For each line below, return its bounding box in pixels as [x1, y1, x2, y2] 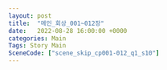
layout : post [8, 11, 52, 20]
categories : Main [8, 34, 67, 43]
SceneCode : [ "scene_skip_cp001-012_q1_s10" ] [8, 49, 160, 57]
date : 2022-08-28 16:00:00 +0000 [8, 27, 128, 35]
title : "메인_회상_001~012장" [8, 19, 104, 27]
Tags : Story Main [8, 42, 67, 50]
